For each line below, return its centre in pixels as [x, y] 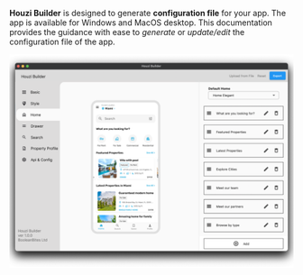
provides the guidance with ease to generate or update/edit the [127, 32]
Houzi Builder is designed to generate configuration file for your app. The [148, 13]
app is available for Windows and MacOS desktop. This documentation [141, 23]
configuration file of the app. [62, 41]
